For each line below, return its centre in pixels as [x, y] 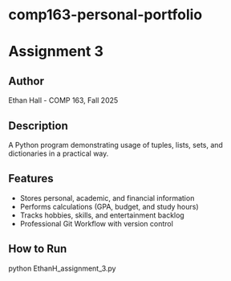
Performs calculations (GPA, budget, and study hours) [109, 206]
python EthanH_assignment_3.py [62, 268]
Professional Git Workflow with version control [97, 223]
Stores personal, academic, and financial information [107, 198]
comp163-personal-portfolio [105, 15]
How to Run [38, 249]
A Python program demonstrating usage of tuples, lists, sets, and [115, 145]
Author [26, 81]
